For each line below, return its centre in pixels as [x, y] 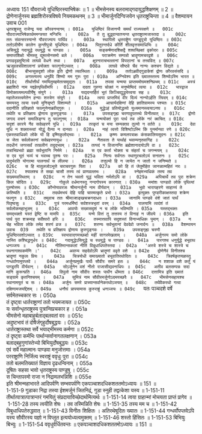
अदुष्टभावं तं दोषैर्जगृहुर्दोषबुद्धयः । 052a [43, 322]
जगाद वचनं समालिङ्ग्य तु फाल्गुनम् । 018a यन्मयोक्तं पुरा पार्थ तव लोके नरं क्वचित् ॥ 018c [95, 119]
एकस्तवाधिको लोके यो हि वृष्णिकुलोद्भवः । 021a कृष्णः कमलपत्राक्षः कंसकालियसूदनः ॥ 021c [96, 135]
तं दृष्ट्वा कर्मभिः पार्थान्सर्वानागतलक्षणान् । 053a [51, 336]
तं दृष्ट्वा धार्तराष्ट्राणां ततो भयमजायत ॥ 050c [49, 302]
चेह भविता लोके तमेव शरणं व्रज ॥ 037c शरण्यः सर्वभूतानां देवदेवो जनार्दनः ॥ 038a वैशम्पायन [101, 225]
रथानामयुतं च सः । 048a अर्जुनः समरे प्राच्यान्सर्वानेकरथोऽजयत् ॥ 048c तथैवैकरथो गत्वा [94, 282]
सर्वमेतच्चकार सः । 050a [31, 295]
